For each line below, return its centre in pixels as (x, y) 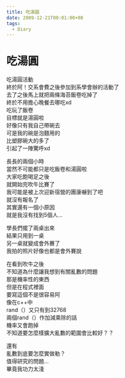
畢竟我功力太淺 (25, 369)
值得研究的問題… (28, 361)
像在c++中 (20, 302)
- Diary (22, 29)
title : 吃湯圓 (23, 12)
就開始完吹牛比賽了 (31, 184)
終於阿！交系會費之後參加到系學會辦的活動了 (63, 87)
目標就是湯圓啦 (25, 118)
